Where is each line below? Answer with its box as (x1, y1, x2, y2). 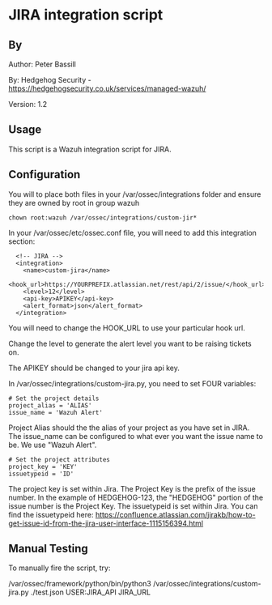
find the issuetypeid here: (8, 509, 94, 519)
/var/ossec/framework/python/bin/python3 (8, 579, 151, 589)
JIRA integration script (8, 6, 164, 24)
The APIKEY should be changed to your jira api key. (8, 363, 181, 373)
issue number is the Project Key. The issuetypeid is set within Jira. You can (8, 501, 258, 511)
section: (8, 236, 36, 246)
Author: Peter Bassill (8, 59, 77, 69)
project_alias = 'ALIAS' (8, 401, 92, 410)
